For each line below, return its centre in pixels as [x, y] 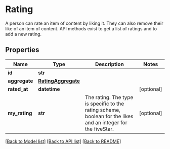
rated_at [18, 89]
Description [110, 64]
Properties [22, 50]
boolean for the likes [109, 116]
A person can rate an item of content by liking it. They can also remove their [84, 23]
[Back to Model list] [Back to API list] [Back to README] [63, 141]
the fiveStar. [99, 129]
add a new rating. [24, 34]
